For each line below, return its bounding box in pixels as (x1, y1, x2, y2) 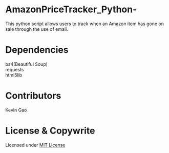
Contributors (5, 90, 61, 102)
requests (5, 66, 24, 72)
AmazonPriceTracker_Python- (5, 4, 137, 15)
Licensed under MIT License (5, 142, 66, 148)
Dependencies (5, 44, 69, 56)
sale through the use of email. (5, 26, 68, 32)
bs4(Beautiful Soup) (5, 61, 48, 67)
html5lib (5, 72, 23, 78)
